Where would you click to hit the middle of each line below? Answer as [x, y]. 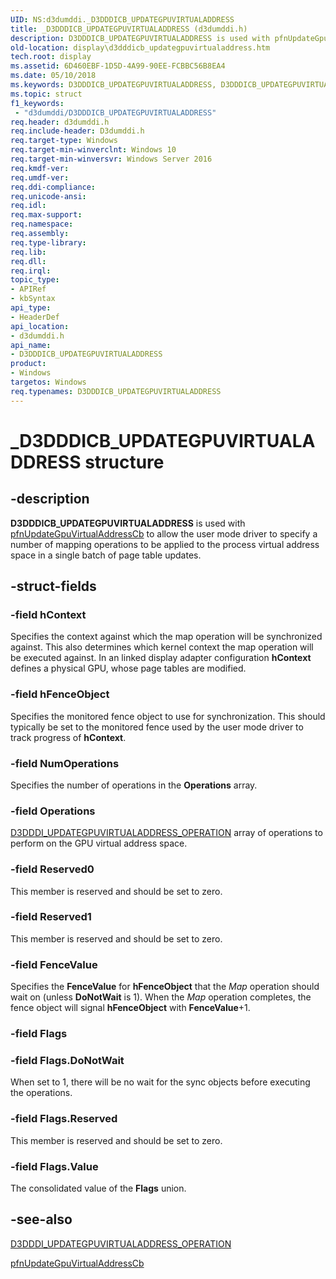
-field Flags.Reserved [64, 1119]
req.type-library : [48, 242]
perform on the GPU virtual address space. [99, 843]
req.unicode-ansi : [48, 196]
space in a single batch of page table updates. [106, 555]
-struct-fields [53, 586]
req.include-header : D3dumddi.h [77, 131]
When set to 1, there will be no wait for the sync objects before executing [160, 1082]
